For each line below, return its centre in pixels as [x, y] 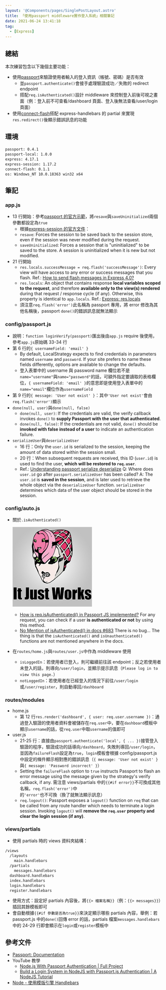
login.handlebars [28, 885]
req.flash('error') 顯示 [37, 401]
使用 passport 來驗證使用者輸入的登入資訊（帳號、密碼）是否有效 [78, 77]
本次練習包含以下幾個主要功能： [38, 66]
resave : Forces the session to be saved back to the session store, [86, 234]
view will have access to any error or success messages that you [86, 273]
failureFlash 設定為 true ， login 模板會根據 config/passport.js [95, 753]
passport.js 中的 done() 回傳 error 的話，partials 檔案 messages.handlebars [86, 919]
